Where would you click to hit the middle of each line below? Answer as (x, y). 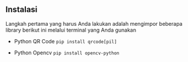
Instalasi (22, 10)
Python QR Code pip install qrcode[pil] (65, 41)
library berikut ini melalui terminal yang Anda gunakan (71, 30)
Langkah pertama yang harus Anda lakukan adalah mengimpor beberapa (94, 23)
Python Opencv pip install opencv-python (67, 53)
